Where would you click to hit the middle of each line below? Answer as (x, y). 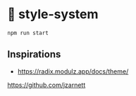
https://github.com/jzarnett (47, 85)
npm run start (28, 33)
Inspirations (34, 54)
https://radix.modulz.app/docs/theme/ (73, 71)
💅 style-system (53, 14)
